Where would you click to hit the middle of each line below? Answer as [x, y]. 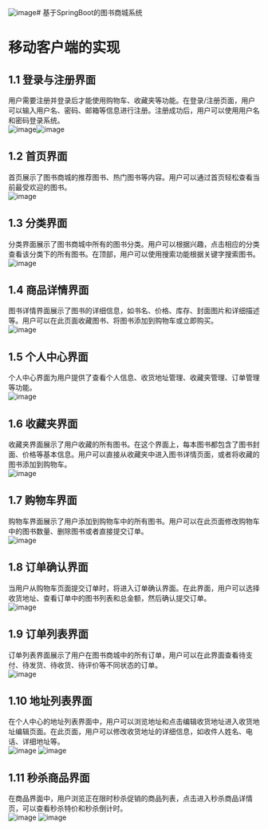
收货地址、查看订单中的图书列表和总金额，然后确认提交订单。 [110, 598]
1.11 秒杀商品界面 [49, 778]
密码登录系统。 [39, 120]
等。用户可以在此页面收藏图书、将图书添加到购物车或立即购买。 [113, 321]
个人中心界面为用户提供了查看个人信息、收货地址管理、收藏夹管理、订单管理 [134, 378]
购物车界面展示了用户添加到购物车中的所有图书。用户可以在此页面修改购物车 [134, 521]
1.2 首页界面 [38, 156]
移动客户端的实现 [65, 48]
